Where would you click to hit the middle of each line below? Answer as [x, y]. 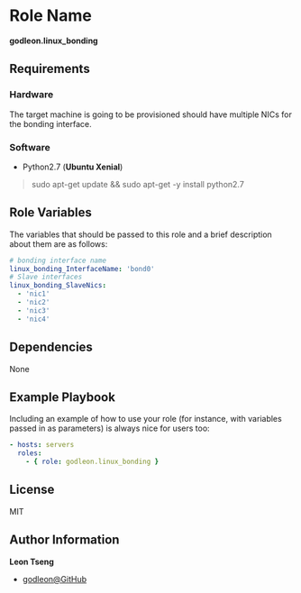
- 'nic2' [34, 303]
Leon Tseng [32, 561]
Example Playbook [62, 397]
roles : [30, 453]
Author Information [64, 540]
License [32, 490]
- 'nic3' [34, 310]
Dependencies [51, 347]
